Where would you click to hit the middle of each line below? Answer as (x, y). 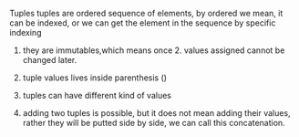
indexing (26, 32)
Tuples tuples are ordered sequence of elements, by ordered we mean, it (146, 13)
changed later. (50, 60)
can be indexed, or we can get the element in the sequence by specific (143, 23)
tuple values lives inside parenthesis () (94, 78)
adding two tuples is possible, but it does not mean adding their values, (156, 113)
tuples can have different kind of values (97, 95)
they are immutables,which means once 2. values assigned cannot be (154, 50)
